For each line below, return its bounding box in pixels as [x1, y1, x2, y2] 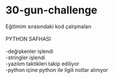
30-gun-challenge [5, 4, 98, 17]
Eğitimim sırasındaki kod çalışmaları [5, 23, 92, 30]
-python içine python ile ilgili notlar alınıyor [5, 66, 108, 73]
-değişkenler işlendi [5, 47, 53, 54]
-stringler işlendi [5, 54, 45, 61]
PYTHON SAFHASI [5, 35, 51, 42]
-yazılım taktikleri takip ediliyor [5, 60, 80, 67]
